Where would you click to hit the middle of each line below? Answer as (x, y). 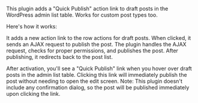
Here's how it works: (32, 26)
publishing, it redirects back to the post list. (59, 57)
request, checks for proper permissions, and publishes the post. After (92, 51)
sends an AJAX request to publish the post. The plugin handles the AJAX (97, 44)
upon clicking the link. (33, 94)
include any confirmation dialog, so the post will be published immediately (98, 88)
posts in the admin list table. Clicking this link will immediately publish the (97, 75)
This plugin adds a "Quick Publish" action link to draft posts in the (87, 9)
